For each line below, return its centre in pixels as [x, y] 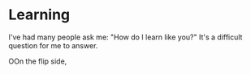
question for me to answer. [53, 45]
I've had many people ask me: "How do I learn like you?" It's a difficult [125, 37]
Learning [39, 15]
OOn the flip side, [38, 61]
